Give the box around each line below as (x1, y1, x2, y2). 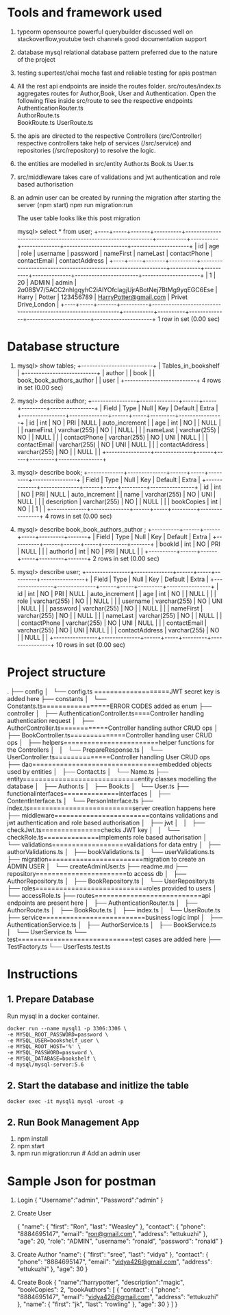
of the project (16, 55, 56, 63)
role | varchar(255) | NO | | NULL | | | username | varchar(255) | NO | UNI (16, 597, 223, 605)
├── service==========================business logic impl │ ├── (7, 913, 223, 921)
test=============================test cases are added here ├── (7, 935, 221, 943)
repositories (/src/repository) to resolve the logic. (16, 146, 156, 154)
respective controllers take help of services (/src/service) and (16, 139, 192, 147)
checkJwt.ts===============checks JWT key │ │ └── (7, 825, 180, 834)
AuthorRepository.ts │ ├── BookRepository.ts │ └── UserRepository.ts (7, 877, 215, 885)
